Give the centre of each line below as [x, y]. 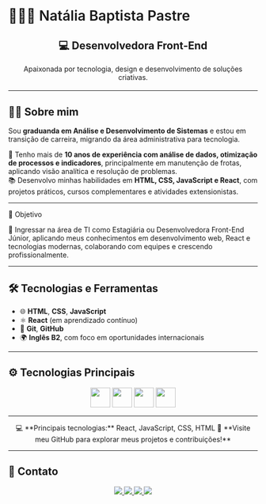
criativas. [133, 77]
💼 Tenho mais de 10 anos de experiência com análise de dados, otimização [133, 155]
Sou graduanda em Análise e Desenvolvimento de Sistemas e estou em [127, 131]
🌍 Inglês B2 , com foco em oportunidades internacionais [112, 338]
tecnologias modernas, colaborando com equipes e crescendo [110, 247]
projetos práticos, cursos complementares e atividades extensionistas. [123, 191]
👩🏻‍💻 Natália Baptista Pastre [99, 16]
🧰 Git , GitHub [42, 329]
